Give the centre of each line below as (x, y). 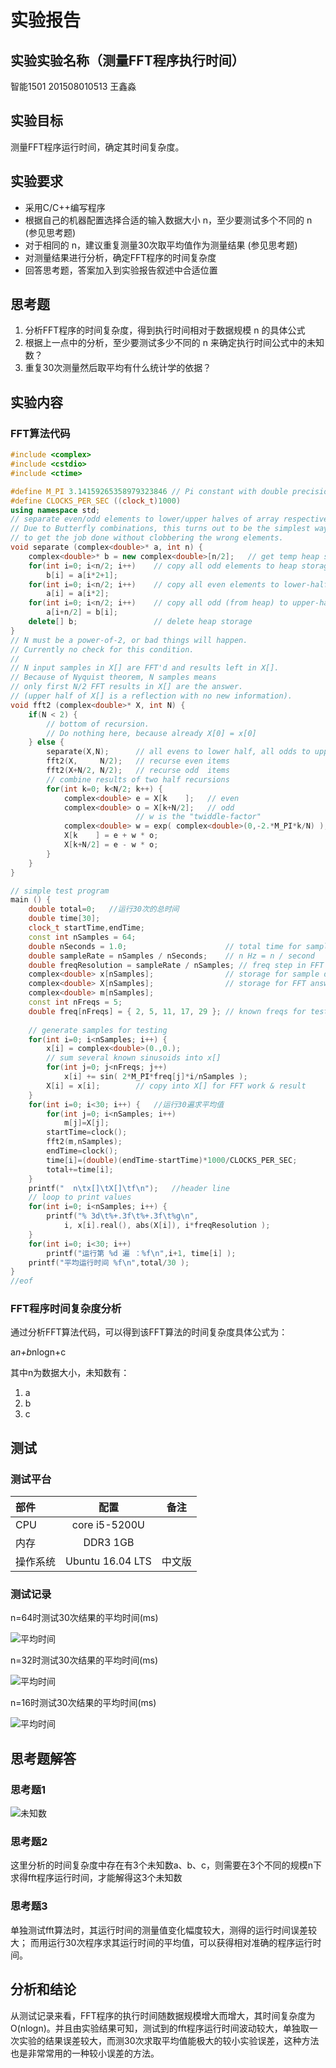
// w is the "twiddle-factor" (198, 817)
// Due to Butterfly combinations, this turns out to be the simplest (160, 529)
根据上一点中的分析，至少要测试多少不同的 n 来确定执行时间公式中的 (165, 343)
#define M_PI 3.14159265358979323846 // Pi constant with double (149, 491)
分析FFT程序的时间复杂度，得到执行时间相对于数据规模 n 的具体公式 (165, 330)
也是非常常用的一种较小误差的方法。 (85, 2053)
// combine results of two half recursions (138, 779)
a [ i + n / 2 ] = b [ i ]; (82, 612)
